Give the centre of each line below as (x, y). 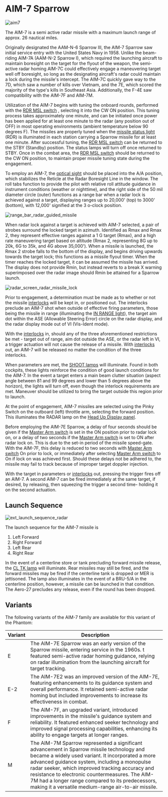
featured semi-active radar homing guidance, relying (92, 656)
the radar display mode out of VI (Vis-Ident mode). (57, 324)
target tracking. (48, 668)
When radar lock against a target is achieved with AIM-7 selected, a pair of (82, 225)
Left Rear (22, 547)
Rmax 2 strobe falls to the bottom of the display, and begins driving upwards (84, 251)
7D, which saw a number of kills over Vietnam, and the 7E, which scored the (83, 84)
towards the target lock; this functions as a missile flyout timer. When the (80, 257)
